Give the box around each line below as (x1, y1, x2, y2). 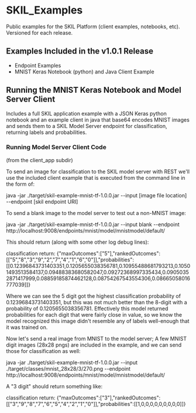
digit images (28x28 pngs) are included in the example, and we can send (6, 341, 182, 348)
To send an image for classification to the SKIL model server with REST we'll (6, 168, 190, 175)
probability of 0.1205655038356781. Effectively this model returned (6, 305, 169, 312)
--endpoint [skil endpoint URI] (6, 198, 78, 205)
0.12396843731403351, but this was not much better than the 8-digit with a (6, 298, 187, 305)
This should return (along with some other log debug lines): (6, 239, 149, 246)
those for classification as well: (6, 347, 81, 354)
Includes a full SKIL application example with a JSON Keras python (6, 110, 167, 117)
